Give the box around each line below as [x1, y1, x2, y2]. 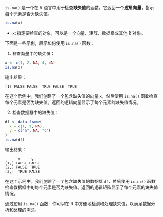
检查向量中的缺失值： [12, 51, 55, 56]
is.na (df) [5, 137, 25, 143]
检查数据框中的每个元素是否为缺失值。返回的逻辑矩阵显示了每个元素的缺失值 [5, 184, 158, 190]
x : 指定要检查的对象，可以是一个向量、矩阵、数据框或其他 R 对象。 [12, 30, 146, 36]
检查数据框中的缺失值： [12, 109, 59, 115]
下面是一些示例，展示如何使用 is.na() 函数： [5, 40, 95, 46]
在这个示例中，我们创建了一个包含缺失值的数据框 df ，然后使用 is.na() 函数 [5, 179, 156, 184]
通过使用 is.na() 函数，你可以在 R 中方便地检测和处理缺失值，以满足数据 [5, 201, 151, 206]
